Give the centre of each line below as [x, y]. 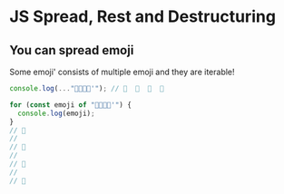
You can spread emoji [72, 50]
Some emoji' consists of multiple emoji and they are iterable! [122, 72]
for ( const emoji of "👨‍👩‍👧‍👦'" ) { [70, 105]
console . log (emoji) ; [56, 113]
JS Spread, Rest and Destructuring [143, 17]
